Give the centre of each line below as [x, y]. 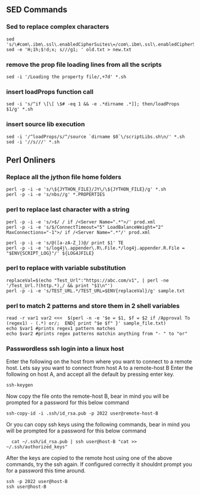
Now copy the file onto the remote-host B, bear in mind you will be [88, 396]
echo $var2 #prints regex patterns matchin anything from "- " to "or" [97, 334]
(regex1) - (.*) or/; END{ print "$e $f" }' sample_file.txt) [86, 323]
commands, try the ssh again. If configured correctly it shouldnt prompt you [99, 465]
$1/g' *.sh [20, 110]
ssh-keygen [20, 385]
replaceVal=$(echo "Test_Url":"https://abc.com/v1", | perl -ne [87, 280]
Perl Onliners [31, 160]
